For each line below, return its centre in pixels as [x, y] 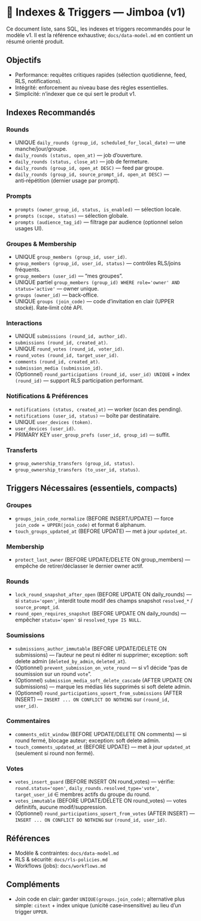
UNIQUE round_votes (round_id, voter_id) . [69, 349]
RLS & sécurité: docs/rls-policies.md [61, 859]
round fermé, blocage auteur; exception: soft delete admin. [87, 740]
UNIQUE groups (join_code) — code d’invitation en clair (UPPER [95, 301]
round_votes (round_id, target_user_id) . [66, 355]
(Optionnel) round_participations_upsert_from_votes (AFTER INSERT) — [105, 813]
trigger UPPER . [31, 911]
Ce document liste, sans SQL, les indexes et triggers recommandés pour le [98, 29]
